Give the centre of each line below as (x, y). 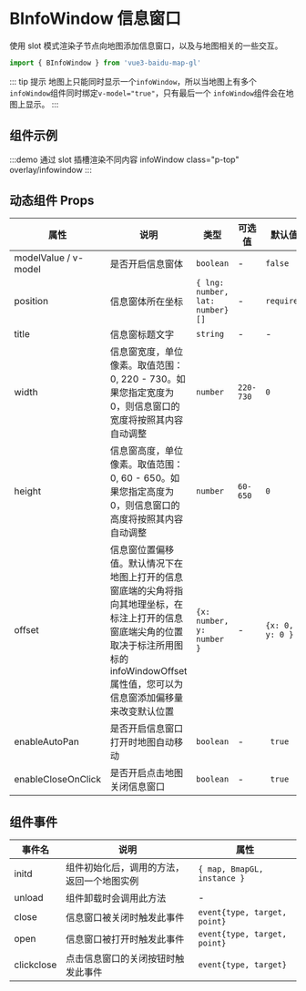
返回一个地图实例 (102, 882)
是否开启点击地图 (147, 773)
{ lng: (210, 283)
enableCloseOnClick (58, 780)
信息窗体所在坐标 (147, 301)
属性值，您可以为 (147, 684)
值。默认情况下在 (147, 564)
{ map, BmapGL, (231, 869)
